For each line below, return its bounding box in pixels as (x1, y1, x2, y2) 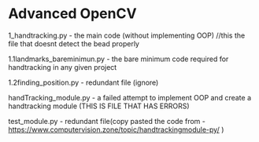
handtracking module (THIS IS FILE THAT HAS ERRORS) (8, 101, 191, 111)
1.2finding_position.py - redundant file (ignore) (8, 78, 159, 87)
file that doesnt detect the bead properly (8, 38, 140, 48)
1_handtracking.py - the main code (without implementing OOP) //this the (8, 31, 246, 40)
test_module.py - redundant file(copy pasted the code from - (8, 116, 206, 126)
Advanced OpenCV (8, 5, 137, 23)
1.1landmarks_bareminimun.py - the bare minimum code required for (8, 54, 229, 64)
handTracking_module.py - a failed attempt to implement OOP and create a (8, 93, 252, 102)
